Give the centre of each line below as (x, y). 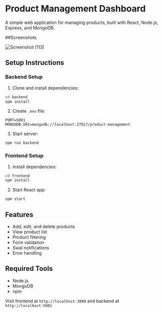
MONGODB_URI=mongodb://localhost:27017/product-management (68, 125)
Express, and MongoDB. (30, 27)
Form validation (28, 242)
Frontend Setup (24, 156)
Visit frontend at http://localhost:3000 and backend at (62, 301)
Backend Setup (24, 77)
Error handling (27, 253)
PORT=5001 (15, 120)
